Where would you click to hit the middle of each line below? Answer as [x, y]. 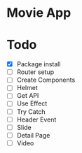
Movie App [39, 13]
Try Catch [31, 111]
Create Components [46, 80]
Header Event [36, 119]
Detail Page [33, 135]
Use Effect [32, 103]
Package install [39, 64]
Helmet [27, 88]
